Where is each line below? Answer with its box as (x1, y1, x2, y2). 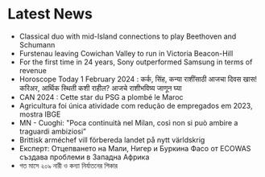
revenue (19, 65, 48, 75)
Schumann (19, 39, 56, 49)
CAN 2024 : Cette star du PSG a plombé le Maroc (19, 92, 184, 101)
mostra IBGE (19, 109, 61, 119)
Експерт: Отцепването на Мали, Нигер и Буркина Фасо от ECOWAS (19, 143, 251, 153)
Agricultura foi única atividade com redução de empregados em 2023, (19, 101, 253, 110)
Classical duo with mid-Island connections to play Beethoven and (19, 31, 237, 41)
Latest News (7, 5, 93, 23)
